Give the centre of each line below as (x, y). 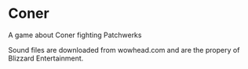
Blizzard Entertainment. (46, 58)
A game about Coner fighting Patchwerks (75, 35)
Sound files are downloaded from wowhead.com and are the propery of (124, 50)
